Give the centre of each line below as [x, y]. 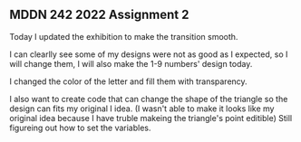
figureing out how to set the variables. [80, 128]
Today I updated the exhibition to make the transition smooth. [124, 36]
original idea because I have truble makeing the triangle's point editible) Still [151, 118]
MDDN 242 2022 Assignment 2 [99, 15]
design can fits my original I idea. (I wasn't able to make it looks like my [142, 109]
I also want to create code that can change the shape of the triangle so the [149, 99]
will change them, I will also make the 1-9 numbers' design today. [131, 63]
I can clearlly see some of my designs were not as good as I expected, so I [149, 54]
